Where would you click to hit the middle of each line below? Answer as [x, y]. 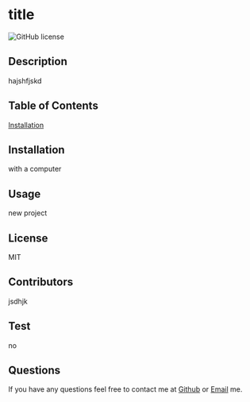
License [28, 238]
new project [28, 213]
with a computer [35, 169]
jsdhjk [18, 301]
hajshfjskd [25, 80]
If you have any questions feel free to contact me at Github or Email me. [125, 389]
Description [38, 62]
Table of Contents [54, 106]
